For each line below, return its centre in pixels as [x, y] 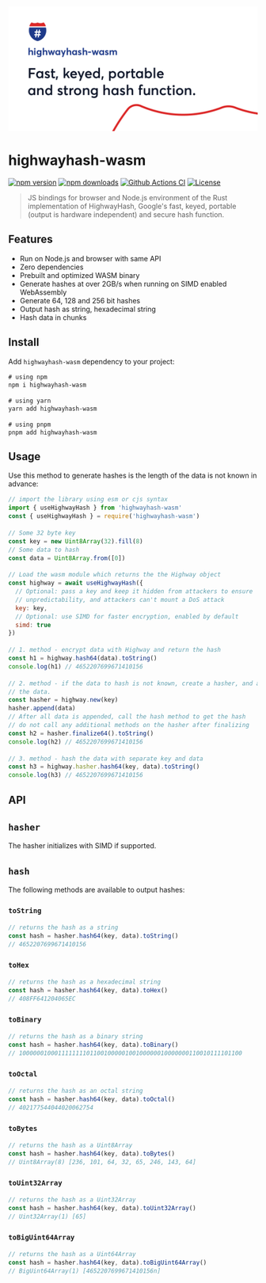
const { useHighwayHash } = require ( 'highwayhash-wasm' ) [104, 516]
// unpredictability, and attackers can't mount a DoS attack [120, 600]
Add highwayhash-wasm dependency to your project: [91, 361]
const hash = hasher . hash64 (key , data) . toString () [93, 936]
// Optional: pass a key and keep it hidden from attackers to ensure [134, 592]
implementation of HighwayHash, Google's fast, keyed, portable [132, 206]
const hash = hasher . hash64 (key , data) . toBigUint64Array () [108, 1262]
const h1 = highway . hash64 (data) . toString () [83, 658]
